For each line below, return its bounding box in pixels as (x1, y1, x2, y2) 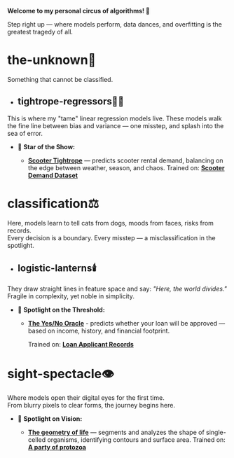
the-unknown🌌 (7, 53, 97, 68)
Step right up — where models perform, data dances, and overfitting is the (7, 20, 223, 28)
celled (27, 436, 46, 444)
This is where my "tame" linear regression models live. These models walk (7, 114, 222, 123)
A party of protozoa (27, 443, 86, 452)
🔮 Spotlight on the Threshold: (17, 305, 105, 314)
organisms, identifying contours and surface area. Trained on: (47, 436, 226, 444)
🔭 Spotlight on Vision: (17, 415, 83, 423)
